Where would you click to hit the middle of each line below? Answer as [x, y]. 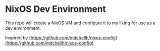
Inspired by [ [18, 38]
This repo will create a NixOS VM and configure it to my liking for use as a [80, 23]
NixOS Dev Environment [56, 9]
